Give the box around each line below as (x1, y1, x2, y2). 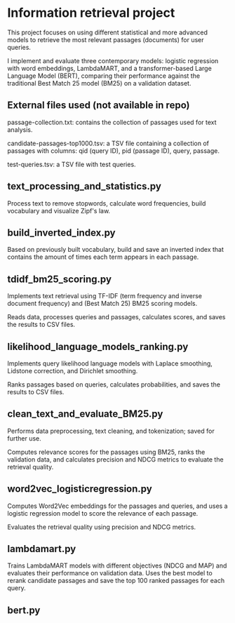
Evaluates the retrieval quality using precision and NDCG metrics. (7, 523, 196, 531)
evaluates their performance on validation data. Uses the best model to (7, 569, 213, 577)
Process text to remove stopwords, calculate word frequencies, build (7, 199, 206, 208)
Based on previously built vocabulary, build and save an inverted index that (7, 246, 224, 254)
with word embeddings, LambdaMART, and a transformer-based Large (7, 64, 212, 72)
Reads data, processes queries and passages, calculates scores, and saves (7, 313, 226, 321)
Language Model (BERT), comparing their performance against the (7, 72, 201, 80)
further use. (7, 434, 42, 443)
